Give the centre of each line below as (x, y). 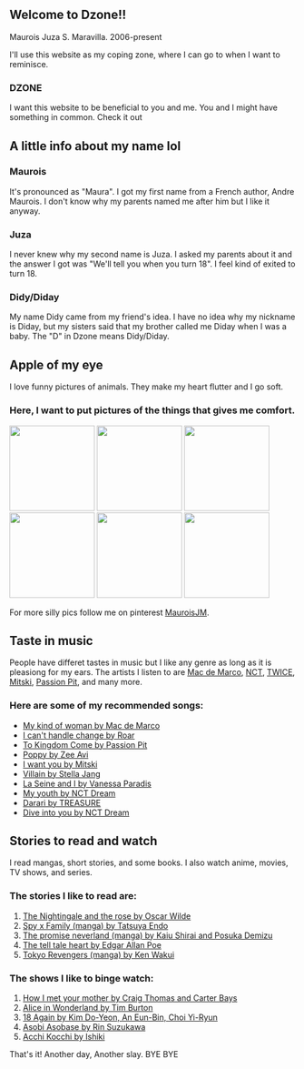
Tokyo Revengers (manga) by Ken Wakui (98, 954)
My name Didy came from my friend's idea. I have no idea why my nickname (152, 317)
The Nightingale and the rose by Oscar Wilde (107, 916)
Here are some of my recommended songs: (107, 706)
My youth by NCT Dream (69, 793)
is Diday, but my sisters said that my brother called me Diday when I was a (148, 327)
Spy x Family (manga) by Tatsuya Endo (95, 925)
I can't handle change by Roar (78, 735)
